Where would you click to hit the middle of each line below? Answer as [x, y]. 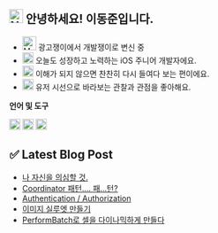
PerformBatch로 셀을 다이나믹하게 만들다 [93, 220]
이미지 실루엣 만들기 [56, 208]
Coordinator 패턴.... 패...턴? [70, 188]
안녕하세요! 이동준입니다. [90, 19]
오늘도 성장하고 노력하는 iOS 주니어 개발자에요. [116, 60]
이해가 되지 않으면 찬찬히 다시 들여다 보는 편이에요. [122, 74]
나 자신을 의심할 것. [55, 177]
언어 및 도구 [29, 105]
